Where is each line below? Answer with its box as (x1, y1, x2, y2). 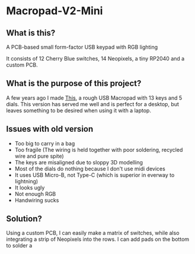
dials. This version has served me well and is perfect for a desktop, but (6, 100, 180, 107)
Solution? (6, 214, 43, 224)
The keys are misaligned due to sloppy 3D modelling (14, 158, 143, 166)
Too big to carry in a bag (14, 139, 75, 147)
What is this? (6, 28, 56, 38)
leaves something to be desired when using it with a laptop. (6, 107, 151, 114)
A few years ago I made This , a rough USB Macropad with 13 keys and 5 (6, 94, 183, 101)
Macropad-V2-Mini (6, 4, 103, 18)
